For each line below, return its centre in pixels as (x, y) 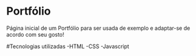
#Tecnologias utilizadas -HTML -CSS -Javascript (68, 46)
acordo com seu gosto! (35, 34)
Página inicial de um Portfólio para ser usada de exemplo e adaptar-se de (98, 28)
